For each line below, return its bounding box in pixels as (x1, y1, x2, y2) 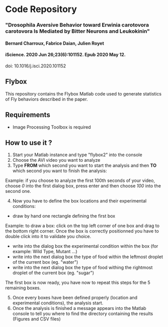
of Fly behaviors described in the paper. (5, 96, 88, 102)
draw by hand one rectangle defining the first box (12, 213, 116, 219)
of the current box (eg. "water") (12, 259, 78, 265)
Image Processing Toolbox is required (12, 124, 92, 130)
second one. (5, 188, 31, 194)
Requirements (5, 111, 50, 119)
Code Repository (5, 4, 77, 15)
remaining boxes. (5, 285, 41, 291)
